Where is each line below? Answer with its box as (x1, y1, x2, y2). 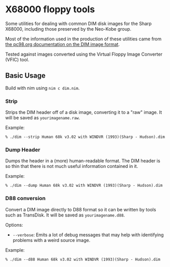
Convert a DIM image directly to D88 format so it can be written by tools (5, 206, 156, 212)
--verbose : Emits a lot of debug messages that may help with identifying (12, 231, 164, 238)
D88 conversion (5, 195, 46, 202)
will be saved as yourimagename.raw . (5, 115, 80, 121)
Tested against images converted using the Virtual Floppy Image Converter (5, 51, 163, 57)
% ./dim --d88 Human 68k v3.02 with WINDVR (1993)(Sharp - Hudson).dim (5, 257, 160, 262)
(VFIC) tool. (5, 56, 30, 62)
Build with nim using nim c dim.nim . (5, 85, 80, 91)
